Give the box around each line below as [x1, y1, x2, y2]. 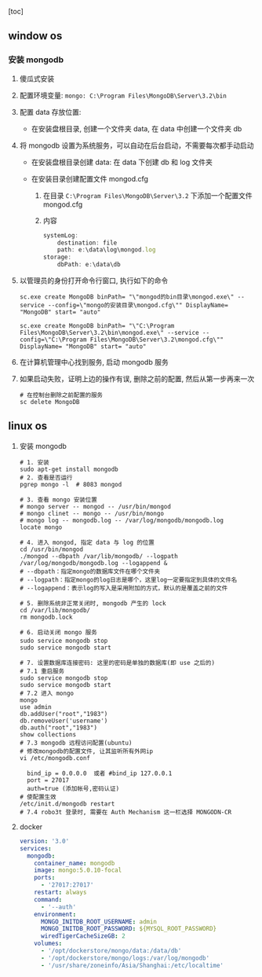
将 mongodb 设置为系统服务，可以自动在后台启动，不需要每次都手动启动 [19, 141, 254, 150]
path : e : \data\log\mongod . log [57, 246, 156, 254]
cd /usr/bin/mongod [19, 545, 84, 553]
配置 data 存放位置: [19, 107, 82, 116]
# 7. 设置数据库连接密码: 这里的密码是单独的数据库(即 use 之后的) [19, 659, 216, 667]
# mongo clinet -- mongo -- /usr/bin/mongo [19, 509, 165, 517]
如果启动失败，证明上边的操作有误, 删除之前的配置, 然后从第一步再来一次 [19, 374, 255, 384]
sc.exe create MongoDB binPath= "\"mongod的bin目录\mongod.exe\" [19, 293, 235, 301]
